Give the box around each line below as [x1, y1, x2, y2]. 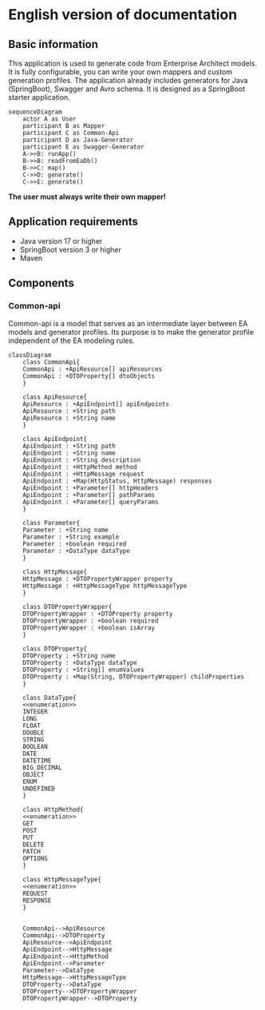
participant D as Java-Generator [22, 136, 134, 144]
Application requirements [8, 215, 138, 229]
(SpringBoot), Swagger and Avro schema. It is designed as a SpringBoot [8, 84, 246, 93]
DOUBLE [22, 729, 45, 737]
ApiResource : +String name [22, 414, 116, 422]
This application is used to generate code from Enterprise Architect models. [8, 58, 258, 68]
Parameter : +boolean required [22, 539, 127, 548]
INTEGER [22, 707, 48, 716]
